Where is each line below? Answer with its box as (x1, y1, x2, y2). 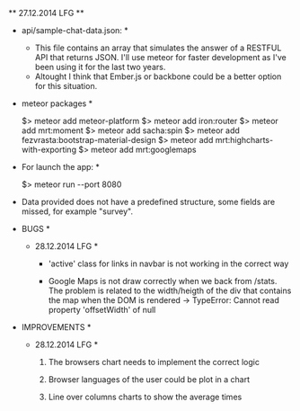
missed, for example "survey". (21, 206, 134, 217)
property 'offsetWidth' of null (48, 305, 156, 315)
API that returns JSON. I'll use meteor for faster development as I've (34, 52, 287, 62)
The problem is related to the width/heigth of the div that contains (48, 285, 292, 296)
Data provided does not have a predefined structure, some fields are (21, 197, 276, 207)
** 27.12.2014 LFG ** (8, 8, 84, 18)
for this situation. (34, 81, 98, 91)
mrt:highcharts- (215, 135, 274, 145)
